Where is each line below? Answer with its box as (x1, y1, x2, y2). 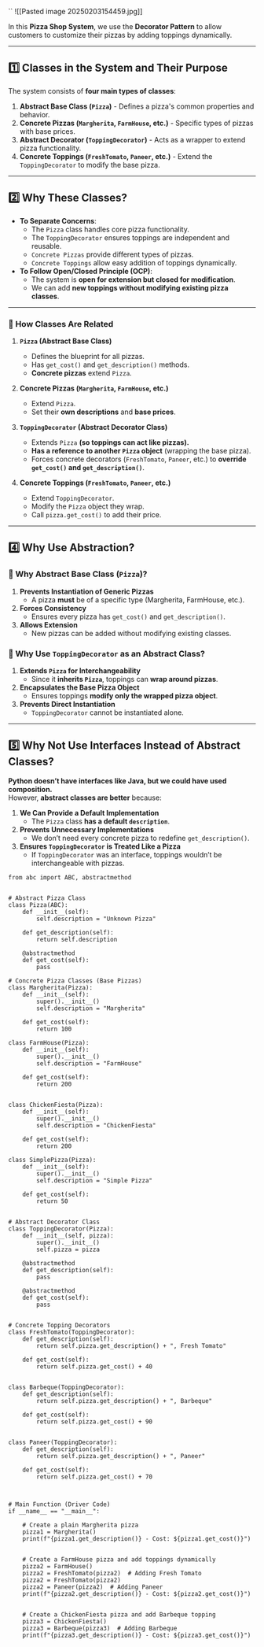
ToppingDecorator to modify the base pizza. (19, 160, 161, 169)
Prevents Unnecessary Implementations (19, 824, 155, 834)
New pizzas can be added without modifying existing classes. (31, 628, 232, 638)
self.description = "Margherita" (36, 1004, 146, 1012)
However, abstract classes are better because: (8, 793, 163, 802)
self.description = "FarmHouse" (36, 1059, 143, 1068)
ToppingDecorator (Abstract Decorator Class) (19, 422, 168, 431)
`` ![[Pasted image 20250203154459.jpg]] (8, 7, 143, 16)
